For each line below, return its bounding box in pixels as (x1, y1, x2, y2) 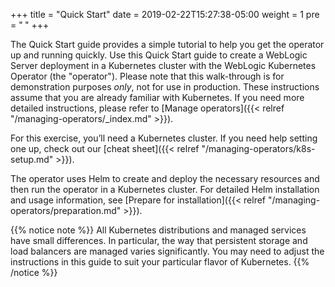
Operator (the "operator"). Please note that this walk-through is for (10, 70, 285, 82)
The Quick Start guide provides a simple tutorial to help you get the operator (10, 39, 325, 50)
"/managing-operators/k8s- (201, 143, 316, 154)
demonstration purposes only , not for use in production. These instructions (10, 81, 320, 93)
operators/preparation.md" (10, 205, 122, 216)
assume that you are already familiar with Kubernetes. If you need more (10, 92, 305, 103)
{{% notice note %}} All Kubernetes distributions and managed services (10, 224, 307, 236)
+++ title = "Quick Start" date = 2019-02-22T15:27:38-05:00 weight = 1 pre (10, 9, 320, 20)
